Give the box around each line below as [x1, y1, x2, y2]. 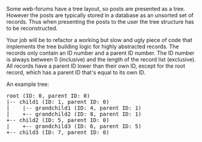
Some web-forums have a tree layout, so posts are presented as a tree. [6, 5, 186, 12]
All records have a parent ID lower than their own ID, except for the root [6, 62, 186, 69]
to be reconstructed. [6, 24, 58, 32]
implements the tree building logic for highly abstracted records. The [6, 43, 179, 50]
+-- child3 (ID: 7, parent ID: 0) [6, 129, 110, 136]
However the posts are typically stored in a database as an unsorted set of [6, 12, 194, 19]
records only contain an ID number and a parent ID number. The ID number [6, 49, 195, 57]
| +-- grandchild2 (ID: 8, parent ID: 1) [6, 111, 142, 118]
